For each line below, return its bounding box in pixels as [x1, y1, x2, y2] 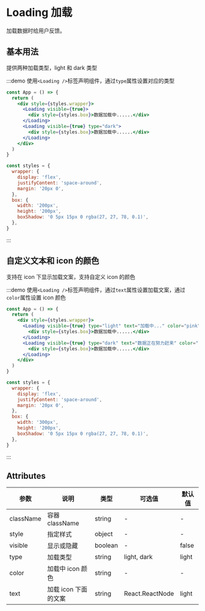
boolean [94, 541, 118, 550]
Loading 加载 [6, 6, 73, 20]
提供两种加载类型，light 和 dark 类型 [6, 64, 98, 71]
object [94, 530, 113, 538]
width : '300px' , [17, 420, 59, 426]
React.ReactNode [124, 590, 174, 598]
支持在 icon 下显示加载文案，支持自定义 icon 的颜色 [6, 273, 135, 280]
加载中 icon [47, 565, 80, 573]
